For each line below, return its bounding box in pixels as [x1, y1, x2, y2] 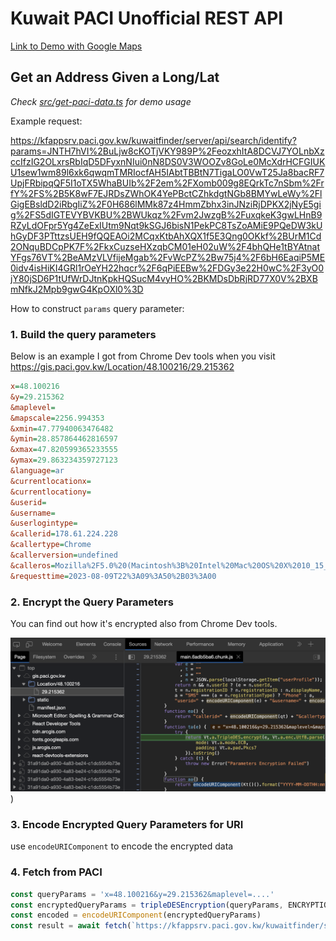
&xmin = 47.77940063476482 [10, 423, 114, 434]
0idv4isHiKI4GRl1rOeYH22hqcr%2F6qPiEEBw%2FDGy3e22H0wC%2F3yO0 [10, 262, 325, 274]
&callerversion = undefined [10, 550, 118, 561]
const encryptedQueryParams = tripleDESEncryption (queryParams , [10, 900, 284, 910]
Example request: [10, 115, 83, 127]
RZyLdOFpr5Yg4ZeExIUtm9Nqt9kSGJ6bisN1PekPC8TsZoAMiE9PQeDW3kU [10, 219, 323, 231]
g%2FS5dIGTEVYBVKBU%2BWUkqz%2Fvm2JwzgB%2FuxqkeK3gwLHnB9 [10, 208, 323, 221]
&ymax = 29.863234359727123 [10, 455, 118, 466]
